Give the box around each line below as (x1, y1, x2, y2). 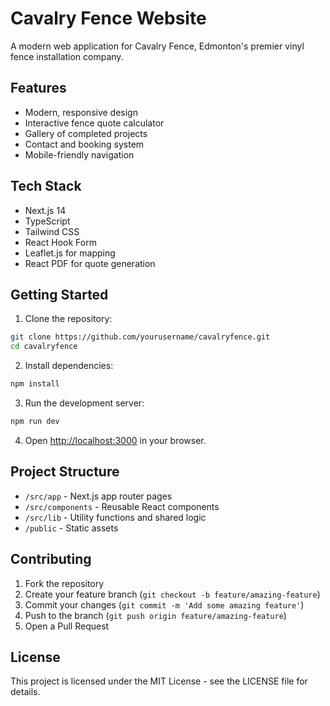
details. (10, 686, 41, 698)
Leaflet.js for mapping (24, 247, 116, 259)
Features (10, 80, 67, 97)
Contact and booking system (24, 138, 145, 150)
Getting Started (10, 286, 109, 303)
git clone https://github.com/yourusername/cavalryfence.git (10, 332, 271, 342)
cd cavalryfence (10, 342, 78, 352)
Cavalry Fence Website (10, 7, 207, 30)
